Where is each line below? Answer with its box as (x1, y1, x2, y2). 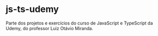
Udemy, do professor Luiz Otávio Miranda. (6, 25, 93, 31)
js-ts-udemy (6, 3, 59, 15)
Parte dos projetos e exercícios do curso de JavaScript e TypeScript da (6, 20, 153, 26)
